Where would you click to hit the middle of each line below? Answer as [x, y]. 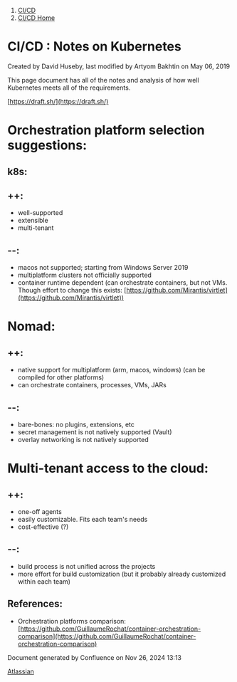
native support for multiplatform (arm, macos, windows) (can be [111, 370]
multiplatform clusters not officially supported [84, 275]
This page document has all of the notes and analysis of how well [103, 80]
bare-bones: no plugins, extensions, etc [76, 424]
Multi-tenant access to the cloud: [108, 468]
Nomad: [31, 326]
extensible [33, 221]
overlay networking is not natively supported [83, 439]
